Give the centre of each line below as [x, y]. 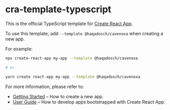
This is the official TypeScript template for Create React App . [69, 24]
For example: [19, 49]
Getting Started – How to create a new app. [58, 96]
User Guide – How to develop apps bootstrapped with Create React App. [89, 102]
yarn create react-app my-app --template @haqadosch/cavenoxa [73, 77]
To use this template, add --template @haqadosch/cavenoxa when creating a [84, 33]
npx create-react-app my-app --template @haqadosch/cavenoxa [72, 58]
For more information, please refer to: [45, 86]
